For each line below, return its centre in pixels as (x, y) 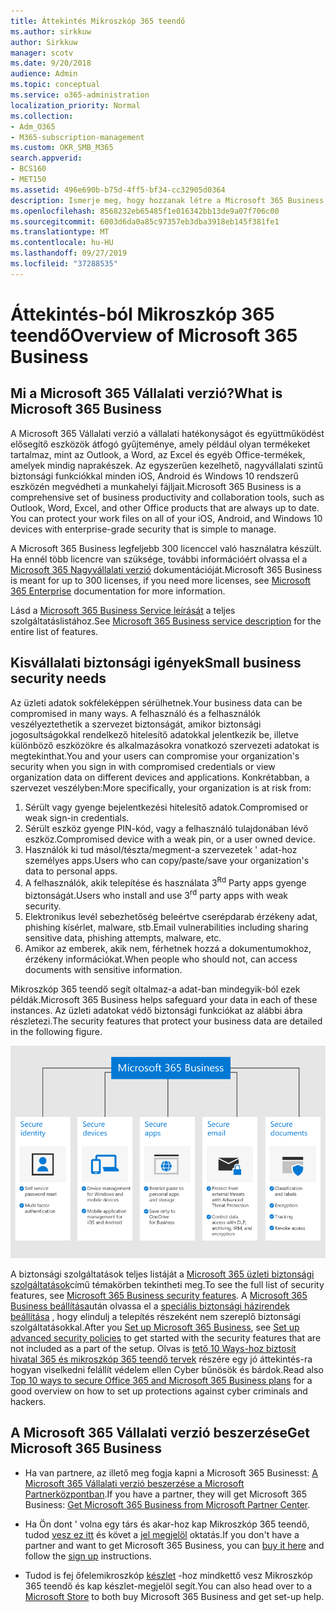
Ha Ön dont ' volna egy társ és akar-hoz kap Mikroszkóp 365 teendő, (167, 1524)
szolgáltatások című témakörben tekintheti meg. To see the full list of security (167, 1285)
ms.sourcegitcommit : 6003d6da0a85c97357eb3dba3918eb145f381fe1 (145, 221)
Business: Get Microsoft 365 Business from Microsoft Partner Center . (167, 1504)
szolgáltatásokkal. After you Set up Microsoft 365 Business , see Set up (155, 1327)
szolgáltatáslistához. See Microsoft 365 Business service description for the (166, 621)
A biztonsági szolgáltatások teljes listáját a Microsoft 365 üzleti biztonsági (162, 1274)
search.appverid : (46, 158)
